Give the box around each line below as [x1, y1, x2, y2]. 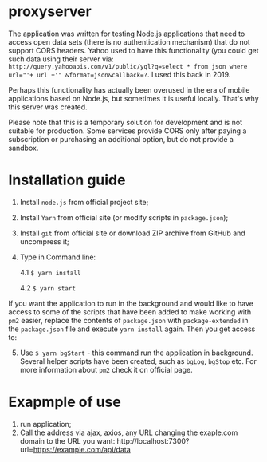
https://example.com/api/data [33, 444, 132, 454]
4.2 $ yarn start [19, 282, 76, 293]
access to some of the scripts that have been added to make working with [8, 306, 252, 317]
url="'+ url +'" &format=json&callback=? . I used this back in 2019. [8, 69, 231, 79]
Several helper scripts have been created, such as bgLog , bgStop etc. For [19, 356, 257, 365]
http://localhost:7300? [116, 436, 190, 445]
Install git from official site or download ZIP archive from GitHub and [19, 228, 245, 238]
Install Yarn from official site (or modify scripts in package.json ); [19, 212, 229, 222]
